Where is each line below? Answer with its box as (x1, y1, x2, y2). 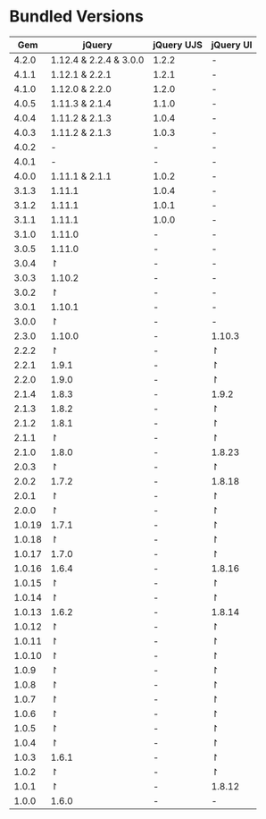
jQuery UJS (153, 38, 203, 51)
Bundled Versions (9, 6, 145, 27)
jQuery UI (211, 38, 253, 51)
